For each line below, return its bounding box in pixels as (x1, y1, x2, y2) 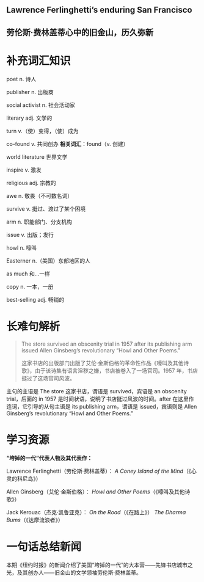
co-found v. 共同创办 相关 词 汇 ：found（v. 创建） (6, 140, 129, 147)
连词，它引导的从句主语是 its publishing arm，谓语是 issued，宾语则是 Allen (6, 402, 197, 410)
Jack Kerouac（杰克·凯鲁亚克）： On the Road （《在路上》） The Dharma (6, 508, 186, 515)
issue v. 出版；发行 (6, 231, 54, 238)
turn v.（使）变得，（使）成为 (6, 127, 79, 134)
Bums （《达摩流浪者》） (6, 516, 64, 523)
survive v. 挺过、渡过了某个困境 (6, 205, 86, 213)
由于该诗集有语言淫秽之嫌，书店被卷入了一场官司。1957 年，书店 (34, 366, 199, 374)
